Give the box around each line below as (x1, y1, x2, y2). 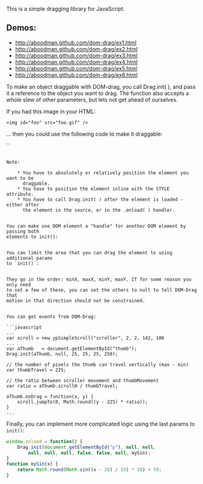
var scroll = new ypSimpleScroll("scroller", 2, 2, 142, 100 (6, 335, 165, 341)
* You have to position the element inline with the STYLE (17, 186, 170, 192)
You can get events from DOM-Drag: (6, 314, 97, 320)
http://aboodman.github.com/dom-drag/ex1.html (15, 39, 137, 46)
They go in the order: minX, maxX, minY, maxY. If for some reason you (6, 276, 191, 282)
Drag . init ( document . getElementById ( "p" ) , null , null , (17, 444, 156, 450)
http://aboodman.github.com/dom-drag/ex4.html (15, 58, 138, 66)
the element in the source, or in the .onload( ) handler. (22, 207, 175, 213)
